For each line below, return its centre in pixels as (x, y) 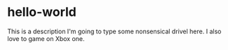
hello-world (42, 12)
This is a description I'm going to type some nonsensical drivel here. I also (114, 31)
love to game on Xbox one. (46, 38)
